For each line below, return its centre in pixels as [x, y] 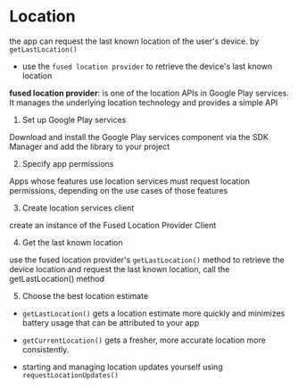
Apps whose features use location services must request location [129, 181]
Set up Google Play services [74, 120]
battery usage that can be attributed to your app [111, 322]
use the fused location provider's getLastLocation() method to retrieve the [147, 260]
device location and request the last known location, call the [120, 269]
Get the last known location [72, 242]
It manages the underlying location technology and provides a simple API [144, 102]
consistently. [46, 349]
